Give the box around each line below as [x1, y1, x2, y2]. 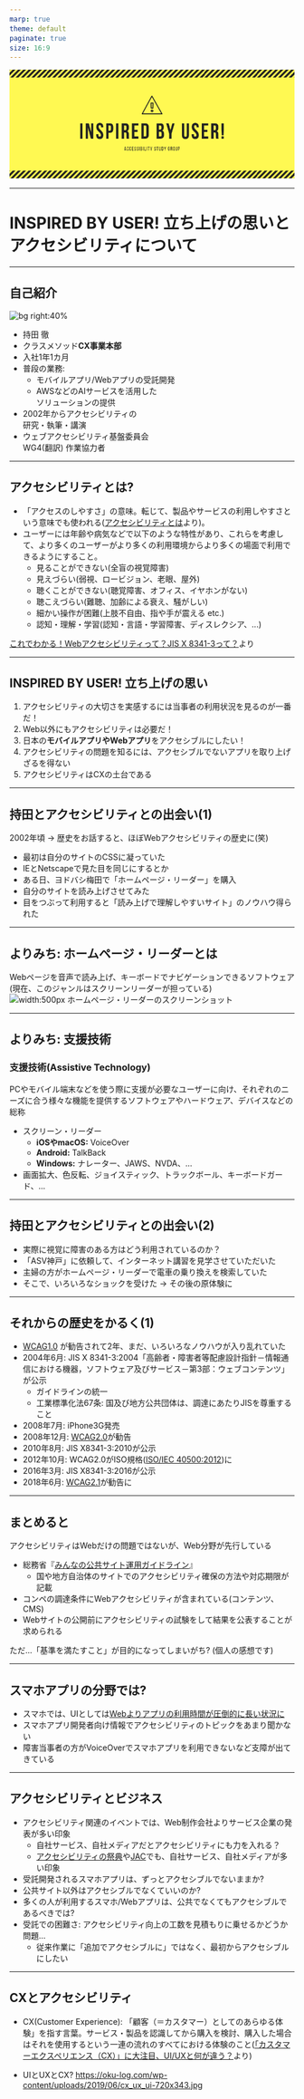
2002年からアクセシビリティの [22, 408, 138, 419]
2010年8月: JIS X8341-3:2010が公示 [22, 1443, 157, 1454]
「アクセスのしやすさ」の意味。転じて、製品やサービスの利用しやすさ [22, 505, 284, 516]
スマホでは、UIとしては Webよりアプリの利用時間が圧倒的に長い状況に [22, 1708, 285, 1719]
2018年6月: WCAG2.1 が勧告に [22, 1477, 133, 1488]
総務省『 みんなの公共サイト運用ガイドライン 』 [22, 1559, 197, 1571]
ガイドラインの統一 [35, 1386, 109, 1397]
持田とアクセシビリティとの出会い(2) [9, 1218, 215, 1234]
